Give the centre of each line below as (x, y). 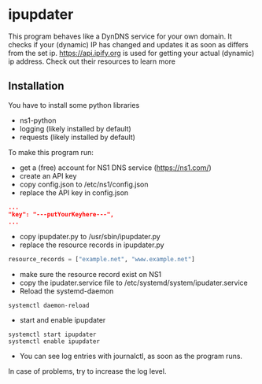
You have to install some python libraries (74, 105)
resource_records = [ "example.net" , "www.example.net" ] (101, 260)
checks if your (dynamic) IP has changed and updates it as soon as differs (129, 44)
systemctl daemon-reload (49, 306)
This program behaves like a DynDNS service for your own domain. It (120, 36)
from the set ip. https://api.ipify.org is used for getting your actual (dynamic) (131, 53)
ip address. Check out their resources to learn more (92, 61)
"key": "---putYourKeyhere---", (61, 214)
